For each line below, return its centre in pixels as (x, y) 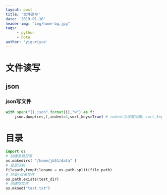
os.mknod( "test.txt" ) (28, 189)
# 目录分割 (15, 165)
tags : (11, 28)
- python (26, 33)
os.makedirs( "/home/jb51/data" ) (41, 161)
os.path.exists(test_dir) (32, 179)
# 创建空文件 (17, 184)
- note (23, 38)
